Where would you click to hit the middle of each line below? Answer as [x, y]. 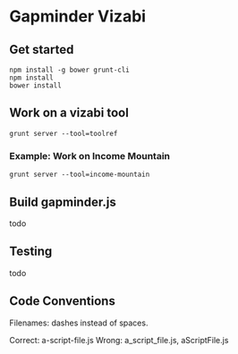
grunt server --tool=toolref [64, 133]
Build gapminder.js [63, 202]
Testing [31, 252]
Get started [42, 50]
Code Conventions [63, 301]
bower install [36, 86]
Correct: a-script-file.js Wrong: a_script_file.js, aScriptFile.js [119, 340]
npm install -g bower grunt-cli [69, 70]
